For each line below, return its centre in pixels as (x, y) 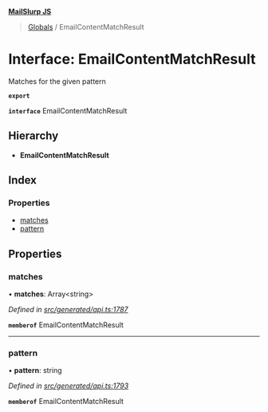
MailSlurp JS (30, 12)
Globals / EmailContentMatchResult (86, 27)
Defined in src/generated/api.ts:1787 (68, 310)
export (19, 96)
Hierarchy (33, 136)
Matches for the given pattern (57, 81)
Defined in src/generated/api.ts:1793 (69, 386)
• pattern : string (35, 370)
